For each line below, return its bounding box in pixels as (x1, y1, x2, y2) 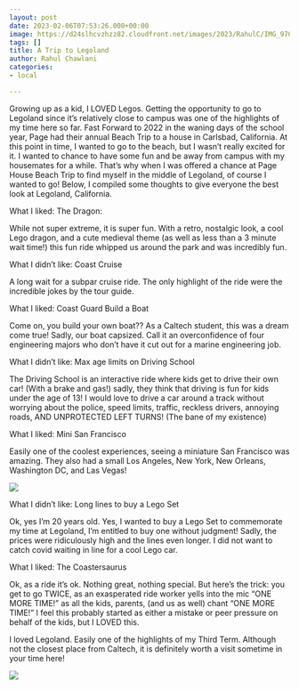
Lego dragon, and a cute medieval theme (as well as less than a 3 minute (9, 232, 277, 243)
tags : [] (9, 37, 42, 47)
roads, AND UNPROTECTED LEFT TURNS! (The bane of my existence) (9, 411, 267, 422)
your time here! (9, 653, 65, 663)
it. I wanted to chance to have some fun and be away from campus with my (9, 150, 285, 161)
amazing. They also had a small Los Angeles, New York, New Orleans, (9, 455, 266, 466)
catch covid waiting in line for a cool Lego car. (9, 544, 178, 555)
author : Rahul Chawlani (9, 54, 98, 63)
